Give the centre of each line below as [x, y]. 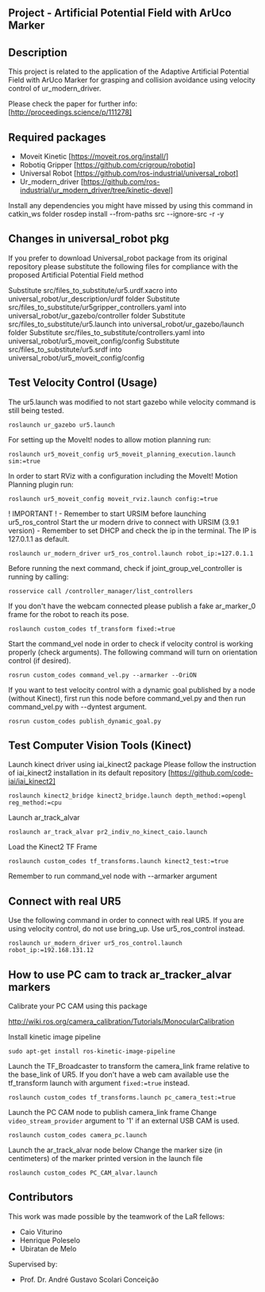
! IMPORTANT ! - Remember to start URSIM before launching [107, 513]
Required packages [57, 137]
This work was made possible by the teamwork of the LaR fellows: [116, 1216]
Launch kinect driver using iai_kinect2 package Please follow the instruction [132, 765]
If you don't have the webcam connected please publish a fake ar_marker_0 [132, 606]
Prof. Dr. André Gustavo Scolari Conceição [89, 1279]
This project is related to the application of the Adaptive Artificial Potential [129, 71]
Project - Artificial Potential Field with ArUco [120, 13]
